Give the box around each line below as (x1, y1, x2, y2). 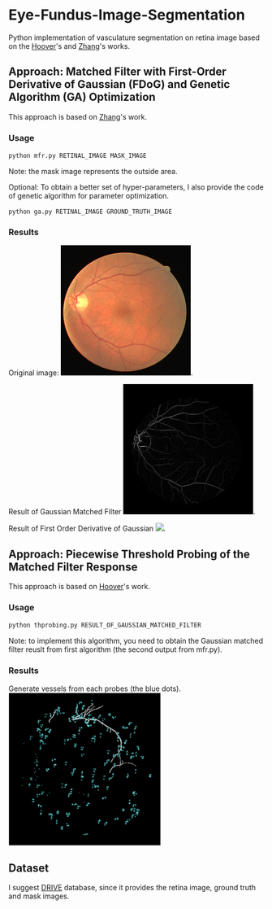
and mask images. (8, 891, 70, 901)
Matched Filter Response (8, 560, 138, 574)
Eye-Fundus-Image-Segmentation (8, 6, 245, 24)
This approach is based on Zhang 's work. (8, 111, 148, 121)
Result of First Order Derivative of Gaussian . (8, 523, 166, 534)
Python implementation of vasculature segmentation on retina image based (8, 33, 260, 42)
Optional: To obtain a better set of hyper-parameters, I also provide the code (8, 181, 264, 192)
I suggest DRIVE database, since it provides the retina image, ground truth (8, 883, 257, 893)
